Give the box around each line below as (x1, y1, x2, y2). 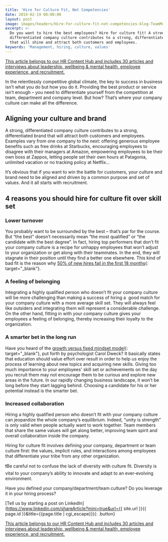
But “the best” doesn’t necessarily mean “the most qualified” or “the (5, 233, 146, 240)
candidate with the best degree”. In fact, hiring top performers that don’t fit (5, 239, 159, 245)
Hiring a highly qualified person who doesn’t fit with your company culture (5, 411, 158, 417)
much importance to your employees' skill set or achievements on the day (5, 366, 157, 372)
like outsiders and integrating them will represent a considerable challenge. (5, 305, 160, 311)
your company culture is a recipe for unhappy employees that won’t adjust (5, 244, 158, 250)
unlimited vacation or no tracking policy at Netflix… (5, 159, 110, 165)
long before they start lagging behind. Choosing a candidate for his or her (5, 382, 157, 388)
